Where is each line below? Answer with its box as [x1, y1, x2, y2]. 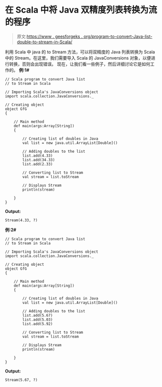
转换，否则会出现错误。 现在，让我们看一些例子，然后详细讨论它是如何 [9, 61, 150, 67]
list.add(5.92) [22, 321, 53, 326]
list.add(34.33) [22, 157, 55, 162]
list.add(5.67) [22, 313, 53, 318]
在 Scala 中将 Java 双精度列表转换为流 [5, 4, 157, 16]
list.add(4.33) [22, 153, 53, 158]
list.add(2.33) [22, 161, 53, 166]
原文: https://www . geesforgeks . [16, 33, 83, 39]
